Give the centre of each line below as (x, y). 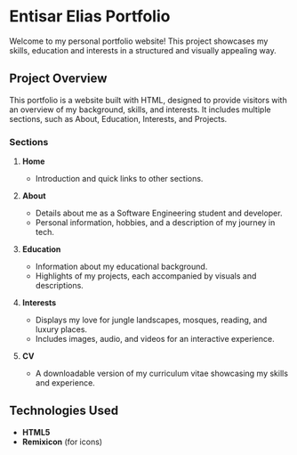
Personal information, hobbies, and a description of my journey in (155, 223)
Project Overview (58, 79)
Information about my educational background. (121, 267)
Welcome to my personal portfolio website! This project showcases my (139, 41)
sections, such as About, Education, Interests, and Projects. (118, 118)
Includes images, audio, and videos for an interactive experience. (155, 339)
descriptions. (60, 286)
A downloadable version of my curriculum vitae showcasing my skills (162, 374)
